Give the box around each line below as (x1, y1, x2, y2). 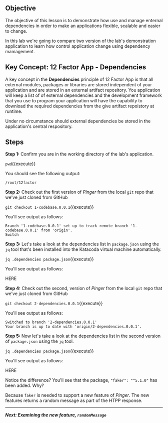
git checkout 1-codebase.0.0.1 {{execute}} (5, 204, 94, 210)
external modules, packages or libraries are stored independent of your (5, 81, 152, 87)
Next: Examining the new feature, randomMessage (5, 412, 106, 418)
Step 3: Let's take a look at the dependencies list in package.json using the (5, 241, 159, 247)
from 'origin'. (40, 228, 72, 233)
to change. (5, 28, 27, 34)
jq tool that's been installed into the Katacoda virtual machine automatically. (5, 246, 161, 252)
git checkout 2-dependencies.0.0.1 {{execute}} (5, 301, 103, 307)
